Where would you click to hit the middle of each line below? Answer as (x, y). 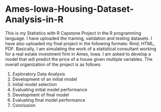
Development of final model (41, 95)
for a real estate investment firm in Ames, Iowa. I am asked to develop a (78, 54)
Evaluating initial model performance (50, 89)
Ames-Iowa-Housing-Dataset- (70, 9)
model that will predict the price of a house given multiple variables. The (79, 59)
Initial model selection (34, 84)
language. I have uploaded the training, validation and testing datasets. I (79, 38)
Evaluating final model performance (49, 100)
